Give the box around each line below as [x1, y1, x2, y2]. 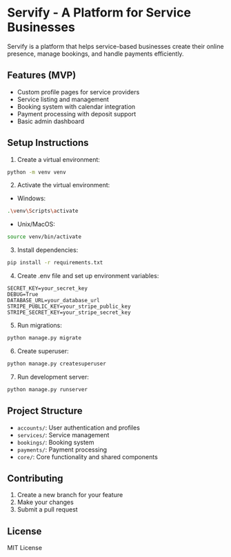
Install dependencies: [17, 246, 79, 254]
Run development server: [17, 372, 90, 381]
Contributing [7, 472, 63, 484]
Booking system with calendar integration [17, 102, 136, 111]
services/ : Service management [17, 430, 110, 439]
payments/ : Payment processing [17, 445, 108, 454]
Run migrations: [17, 322, 62, 330]
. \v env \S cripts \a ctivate [7, 208, 79, 215]
